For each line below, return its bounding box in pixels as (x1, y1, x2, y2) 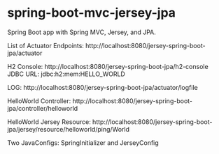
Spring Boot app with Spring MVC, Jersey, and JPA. (7, 28, 156, 36)
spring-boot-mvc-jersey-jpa (7, 5, 176, 21)
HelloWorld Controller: (7, 96, 71, 105)
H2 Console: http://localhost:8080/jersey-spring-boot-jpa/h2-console (7, 62, 209, 70)
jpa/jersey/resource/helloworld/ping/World (7, 125, 129, 133)
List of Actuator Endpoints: (7, 41, 84, 49)
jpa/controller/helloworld (7, 104, 78, 112)
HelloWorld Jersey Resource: (7, 117, 91, 126)
